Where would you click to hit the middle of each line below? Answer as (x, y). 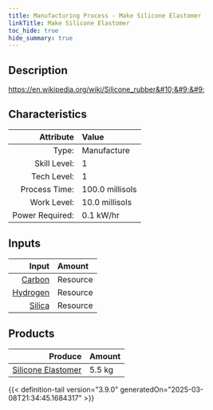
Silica (39, 306)
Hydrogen (31, 292)
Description (38, 70)
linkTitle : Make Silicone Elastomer (69, 23)
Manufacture (106, 150)
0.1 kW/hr (101, 215)
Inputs (25, 244)
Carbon (35, 279)
